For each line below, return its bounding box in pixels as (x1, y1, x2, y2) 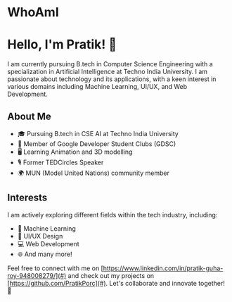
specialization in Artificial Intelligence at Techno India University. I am (7, 68, 208, 76)
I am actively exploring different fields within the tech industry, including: (7, 210, 218, 219)
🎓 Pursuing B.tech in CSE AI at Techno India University (17, 129, 179, 138)
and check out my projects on (67, 271, 155, 279)
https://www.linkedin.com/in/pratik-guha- (103, 264, 224, 272)
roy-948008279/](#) (7, 271, 67, 279)
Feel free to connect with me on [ (7, 264, 103, 272)
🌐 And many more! (17, 250, 72, 258)
